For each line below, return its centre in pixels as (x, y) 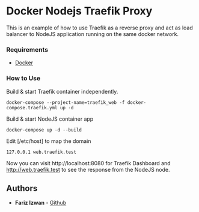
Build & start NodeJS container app (50, 119)
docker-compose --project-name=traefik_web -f (66, 102)
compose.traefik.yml (32, 108)
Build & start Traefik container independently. (62, 91)
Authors (22, 188)
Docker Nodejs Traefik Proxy (79, 11)
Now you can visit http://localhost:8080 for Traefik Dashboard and (88, 163)
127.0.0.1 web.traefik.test (41, 152)
